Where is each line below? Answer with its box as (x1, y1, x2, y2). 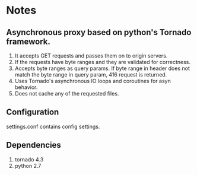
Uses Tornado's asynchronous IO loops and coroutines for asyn (14, 78, 171, 84)
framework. (6, 36, 50, 46)
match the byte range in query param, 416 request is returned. (14, 71, 167, 78)
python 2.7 (14, 162, 42, 169)
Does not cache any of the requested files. (14, 90, 119, 97)
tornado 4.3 (14, 155, 44, 163)
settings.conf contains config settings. (6, 123, 100, 130)
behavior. (14, 84, 38, 91)
